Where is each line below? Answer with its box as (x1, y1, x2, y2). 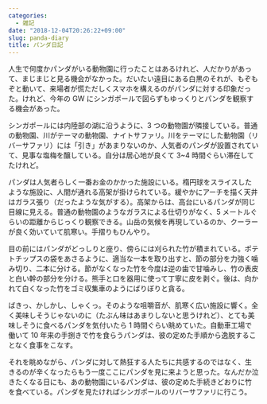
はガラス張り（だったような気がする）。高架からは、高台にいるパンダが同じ (8, 197, 256, 207)
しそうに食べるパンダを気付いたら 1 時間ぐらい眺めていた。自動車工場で (14, 320, 253, 330)
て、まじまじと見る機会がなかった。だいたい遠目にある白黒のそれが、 (8, 74, 238, 84)
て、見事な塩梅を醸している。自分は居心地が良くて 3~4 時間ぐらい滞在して (8, 150, 254, 160)
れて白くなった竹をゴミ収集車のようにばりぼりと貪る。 (8, 284, 189, 293)
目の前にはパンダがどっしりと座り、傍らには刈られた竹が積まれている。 (8, 244, 245, 254)
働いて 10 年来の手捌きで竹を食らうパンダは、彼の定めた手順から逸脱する (8, 331, 250, 340)
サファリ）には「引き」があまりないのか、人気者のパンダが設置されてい (21, 141, 259, 150)
